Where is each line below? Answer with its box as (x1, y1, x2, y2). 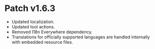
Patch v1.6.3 (4, 3, 56, 14)
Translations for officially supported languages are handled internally (11, 34, 150, 40)
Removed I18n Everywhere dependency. (11, 29, 93, 35)
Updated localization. (11, 19, 55, 24)
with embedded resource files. (11, 39, 74, 45)
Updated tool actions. (11, 24, 55, 29)
